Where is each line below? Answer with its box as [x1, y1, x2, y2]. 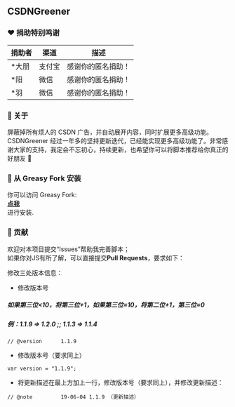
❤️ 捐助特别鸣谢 [7, 28, 60, 38]
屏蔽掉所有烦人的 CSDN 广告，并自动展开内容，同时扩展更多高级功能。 [7, 128, 213, 136]
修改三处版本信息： [7, 268, 63, 276]
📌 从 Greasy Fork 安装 [7, 173, 81, 183]
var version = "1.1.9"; [7, 365, 77, 372]
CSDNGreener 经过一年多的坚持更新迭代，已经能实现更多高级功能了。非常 [7, 136, 222, 145]
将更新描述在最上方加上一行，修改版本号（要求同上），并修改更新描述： [17, 378, 224, 387]
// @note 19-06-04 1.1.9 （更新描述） [7, 393, 140, 401]
